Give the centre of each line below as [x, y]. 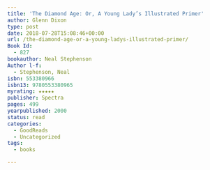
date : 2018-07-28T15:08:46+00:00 [56, 33]
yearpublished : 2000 [37, 111]
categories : [24, 124]
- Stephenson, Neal [42, 72]
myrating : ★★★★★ [31, 91]
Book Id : [20, 46]
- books [25, 150]
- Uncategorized [37, 137]
